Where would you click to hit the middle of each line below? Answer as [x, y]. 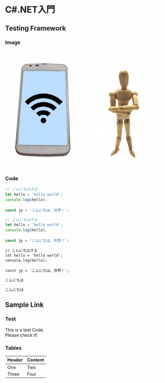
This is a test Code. [25, 330]
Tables [13, 348]
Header [15, 360]
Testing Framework [36, 28]
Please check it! [21, 335]
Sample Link [24, 305]
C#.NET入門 [30, 10]
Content [36, 360]
